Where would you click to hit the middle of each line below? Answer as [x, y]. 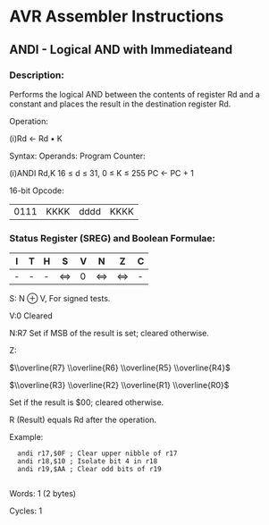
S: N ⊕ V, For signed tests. [60, 299]
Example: [26, 437]
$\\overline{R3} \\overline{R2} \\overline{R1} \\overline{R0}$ [119, 385]
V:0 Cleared [31, 316]
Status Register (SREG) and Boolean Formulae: [113, 238]
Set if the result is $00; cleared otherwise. [87, 402]
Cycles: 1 [26, 511]
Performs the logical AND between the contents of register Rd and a [135, 94]
